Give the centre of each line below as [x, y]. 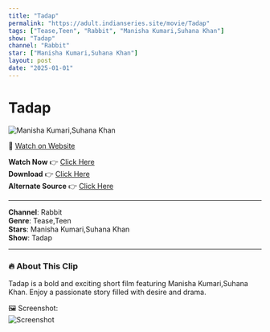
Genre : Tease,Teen [40, 220]
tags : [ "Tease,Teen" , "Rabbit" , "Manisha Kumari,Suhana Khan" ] [117, 31]
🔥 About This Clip [43, 266]
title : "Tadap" [34, 16]
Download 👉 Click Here [49, 174]
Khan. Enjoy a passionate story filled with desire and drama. [107, 292]
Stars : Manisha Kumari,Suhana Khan [69, 229]
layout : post [30, 61]
